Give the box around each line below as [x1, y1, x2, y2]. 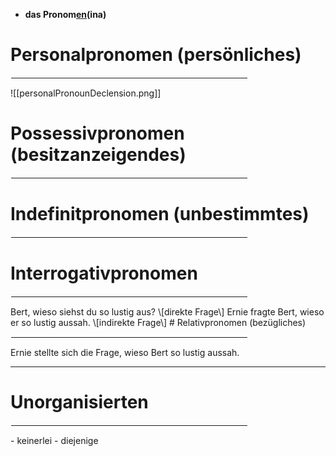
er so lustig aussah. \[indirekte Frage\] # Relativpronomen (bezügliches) [10, 316, 307, 328]
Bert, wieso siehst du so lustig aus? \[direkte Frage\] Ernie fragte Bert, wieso [10, 305, 325, 318]
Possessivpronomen [10, 122, 185, 145]
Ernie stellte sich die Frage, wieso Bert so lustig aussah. [10, 346, 240, 358]
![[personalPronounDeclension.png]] [10, 87, 162, 99]
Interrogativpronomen [10, 262, 198, 284]
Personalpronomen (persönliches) [10, 44, 302, 66]
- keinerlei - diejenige [10, 434, 99, 446]
